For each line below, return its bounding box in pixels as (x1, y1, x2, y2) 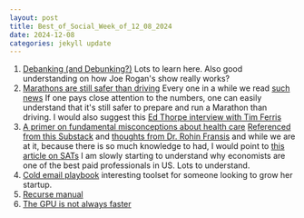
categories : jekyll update (9, 38, 112, 48)
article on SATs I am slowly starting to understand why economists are (22, 151, 286, 162)
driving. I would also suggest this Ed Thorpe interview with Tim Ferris (22, 112, 282, 123)
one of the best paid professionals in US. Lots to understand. (22, 160, 250, 171)
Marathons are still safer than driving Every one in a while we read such (22, 83, 290, 94)
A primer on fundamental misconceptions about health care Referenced (22, 122, 291, 133)
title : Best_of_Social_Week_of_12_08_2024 (9, 22, 172, 31)
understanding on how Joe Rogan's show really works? (22, 74, 230, 84)
